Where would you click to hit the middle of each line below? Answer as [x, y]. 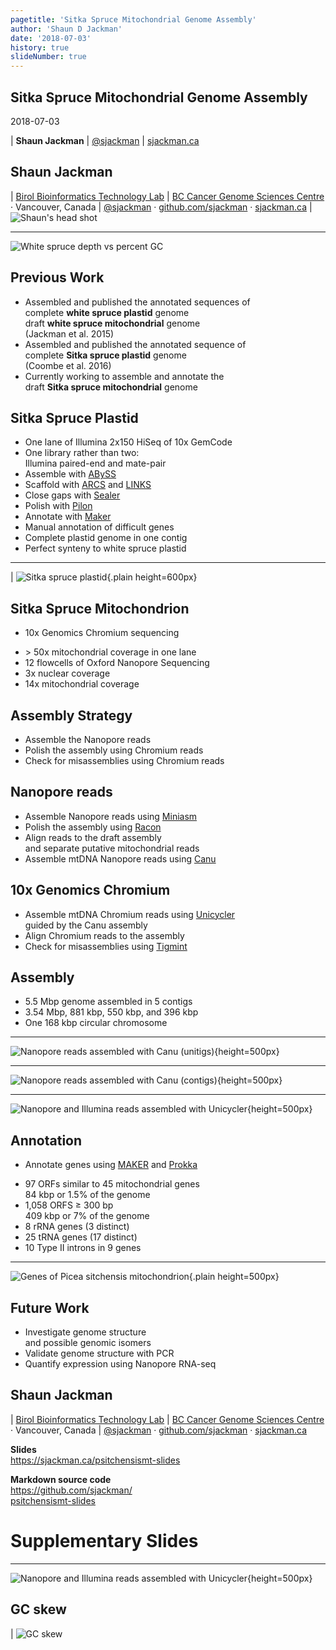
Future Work [50, 1307]
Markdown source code [61, 1479]
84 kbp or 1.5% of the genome [87, 1195]
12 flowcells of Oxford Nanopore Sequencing [117, 663]
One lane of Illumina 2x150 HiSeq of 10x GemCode [128, 442]
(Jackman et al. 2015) [69, 333]
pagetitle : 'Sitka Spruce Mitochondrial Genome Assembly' [133, 19]
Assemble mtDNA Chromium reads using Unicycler [130, 914]
